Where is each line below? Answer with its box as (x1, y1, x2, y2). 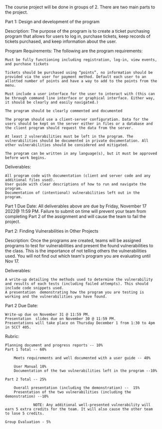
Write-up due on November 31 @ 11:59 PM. (5, 312, 90, 317)
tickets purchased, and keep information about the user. (5, 38, 117, 44)
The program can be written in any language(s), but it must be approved (5, 151, 158, 156)
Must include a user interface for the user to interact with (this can (5, 92, 155, 96)
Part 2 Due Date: (5, 303, 38, 308)
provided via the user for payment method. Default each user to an (5, 75, 146, 79)
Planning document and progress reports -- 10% (5, 343, 103, 348)
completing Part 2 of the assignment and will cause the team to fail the (5, 214, 146, 219)
